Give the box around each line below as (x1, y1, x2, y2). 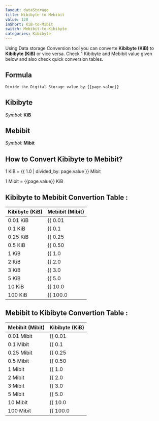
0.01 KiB (8, 217, 29, 224)
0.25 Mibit (8, 349, 33, 356)
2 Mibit (8, 374, 24, 381)
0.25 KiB (8, 233, 29, 240)
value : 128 (5, 17, 28, 22)
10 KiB (8, 283, 24, 290)
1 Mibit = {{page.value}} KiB (5, 178, 63, 184)
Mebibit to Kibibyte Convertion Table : (5, 309, 128, 317)
